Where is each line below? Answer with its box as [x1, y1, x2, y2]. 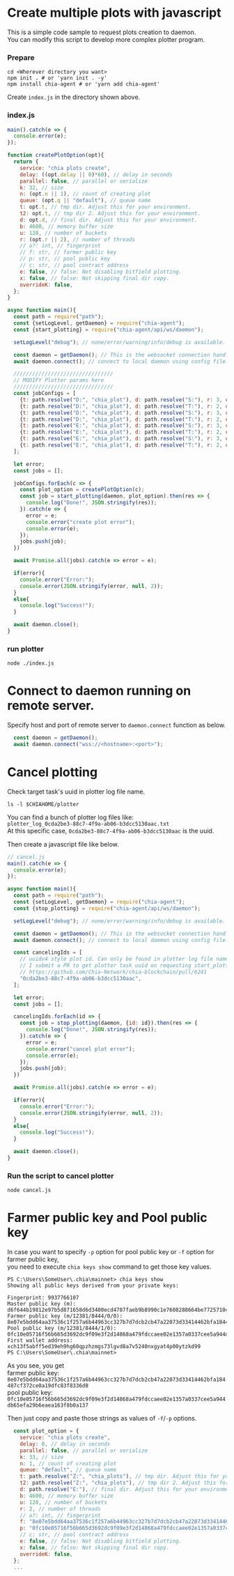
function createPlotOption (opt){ [7, 152, 104, 159]
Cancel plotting [7, 764, 98, 780]
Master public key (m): [7, 1301, 77, 1308]
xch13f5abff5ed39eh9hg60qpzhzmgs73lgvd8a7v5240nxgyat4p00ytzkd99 [7, 1343, 201, 1350]
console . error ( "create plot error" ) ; [25, 518, 136, 525]
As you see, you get [7, 1361, 65, 1370]
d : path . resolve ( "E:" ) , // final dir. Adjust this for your [19, 1486, 198, 1493]
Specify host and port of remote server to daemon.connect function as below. [7, 721, 226, 729]
